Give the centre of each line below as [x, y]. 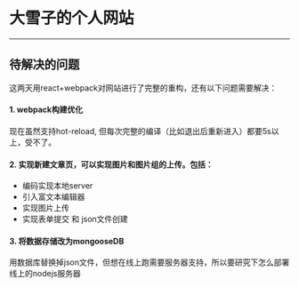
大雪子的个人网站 [72, 18]
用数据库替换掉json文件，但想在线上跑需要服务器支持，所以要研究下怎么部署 [149, 262]
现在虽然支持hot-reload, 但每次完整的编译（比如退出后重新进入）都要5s [140, 131]
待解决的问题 [44, 64]
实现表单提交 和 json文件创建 [75, 219]
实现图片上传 [45, 208]
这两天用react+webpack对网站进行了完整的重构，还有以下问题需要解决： [143, 88]
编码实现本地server [57, 186]
